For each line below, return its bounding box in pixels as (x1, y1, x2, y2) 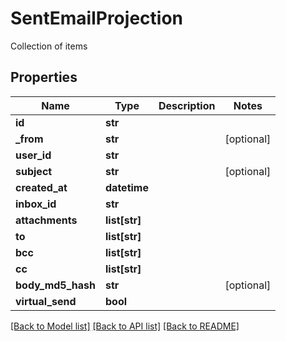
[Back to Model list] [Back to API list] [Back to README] (10, 320, 240, 332)
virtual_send (15, 294, 77, 308)
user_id (15, 148, 52, 162)
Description (158, 98, 216, 112)
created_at (15, 180, 68, 194)
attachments (15, 213, 78, 227)
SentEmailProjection (10, 7, 183, 30)
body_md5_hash (15, 278, 97, 292)
